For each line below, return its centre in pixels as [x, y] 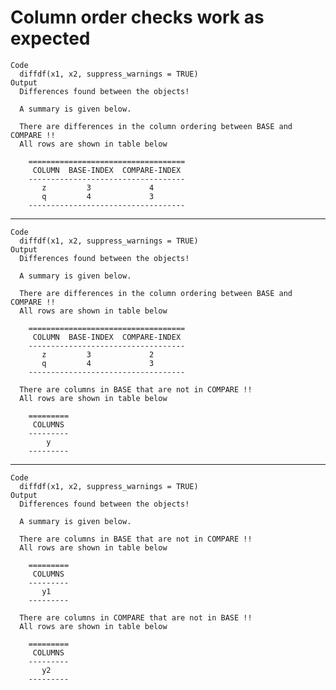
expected [50, 38]
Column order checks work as [137, 17]
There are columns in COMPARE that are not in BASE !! [136, 617]
